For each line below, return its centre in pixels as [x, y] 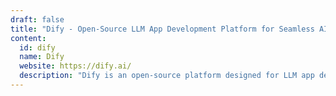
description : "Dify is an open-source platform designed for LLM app [167, 76]
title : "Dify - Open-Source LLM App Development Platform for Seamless [162, 29]
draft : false [37, 19]
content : [28, 38]
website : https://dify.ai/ [75, 66]
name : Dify [42, 57]
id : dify [37, 47]
